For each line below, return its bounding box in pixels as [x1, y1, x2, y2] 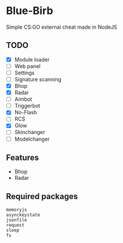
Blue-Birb [6, 4, 54, 18]
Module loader [14, 56, 50, 63]
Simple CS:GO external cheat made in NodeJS [6, 23, 118, 30]
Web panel [14, 63, 41, 70]
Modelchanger [14, 135, 50, 142]
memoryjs [6, 207, 27, 213]
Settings [14, 69, 35, 76]
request [6, 223, 25, 228]
